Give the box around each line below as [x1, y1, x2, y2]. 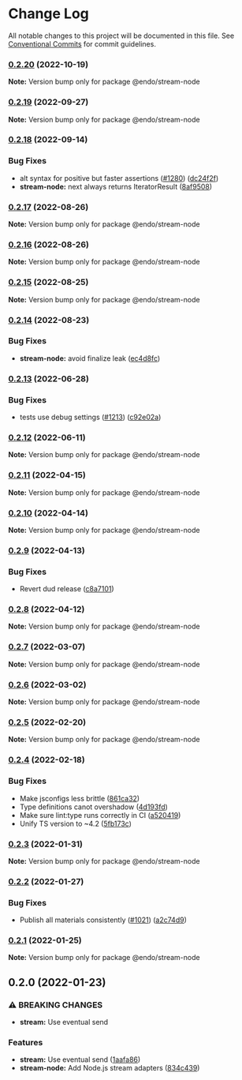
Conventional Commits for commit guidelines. [8, 39, 156, 48]
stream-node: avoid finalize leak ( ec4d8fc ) [19, 353, 161, 363]
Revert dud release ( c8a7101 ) [19, 584, 114, 594]
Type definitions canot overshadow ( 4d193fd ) [19, 802, 168, 812]
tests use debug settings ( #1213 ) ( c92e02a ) [19, 412, 162, 422]
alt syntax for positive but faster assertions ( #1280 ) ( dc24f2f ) [19, 173, 219, 182]
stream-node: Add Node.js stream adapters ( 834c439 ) [19, 1063, 200, 1073]
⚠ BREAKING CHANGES [8, 999, 103, 1011]
